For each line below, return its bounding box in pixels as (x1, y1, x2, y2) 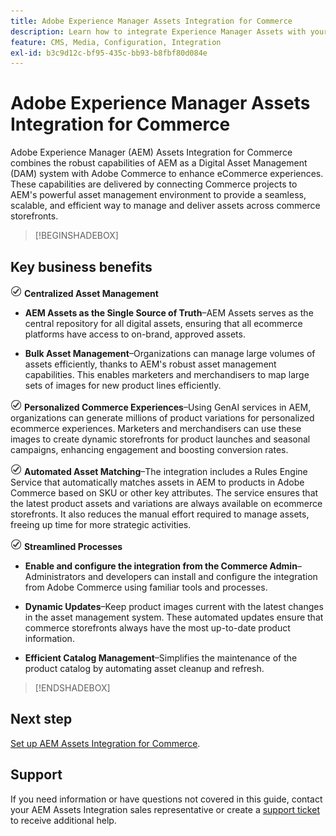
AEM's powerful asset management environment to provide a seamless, (10, 189, 307, 201)
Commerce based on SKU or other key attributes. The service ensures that (10, 487, 319, 499)
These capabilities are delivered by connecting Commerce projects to (10, 178, 298, 190)
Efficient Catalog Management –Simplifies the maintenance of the (24, 652, 298, 664)
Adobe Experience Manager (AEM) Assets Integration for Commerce (10, 146, 293, 159)
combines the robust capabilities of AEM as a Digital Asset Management (10, 157, 308, 169)
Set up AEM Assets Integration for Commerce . (10, 737, 201, 749)
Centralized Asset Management (23, 288, 159, 299)
